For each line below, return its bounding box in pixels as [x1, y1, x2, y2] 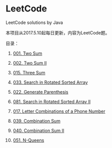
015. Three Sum [12, 69, 45, 75]
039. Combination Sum [12, 118, 60, 124]
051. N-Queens [12, 137, 44, 143]
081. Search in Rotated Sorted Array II [12, 98, 91, 105]
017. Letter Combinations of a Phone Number [12, 108, 105, 114]
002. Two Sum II [12, 60, 47, 66]
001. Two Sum [12, 50, 42, 56]
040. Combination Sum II [12, 128, 64, 134]
